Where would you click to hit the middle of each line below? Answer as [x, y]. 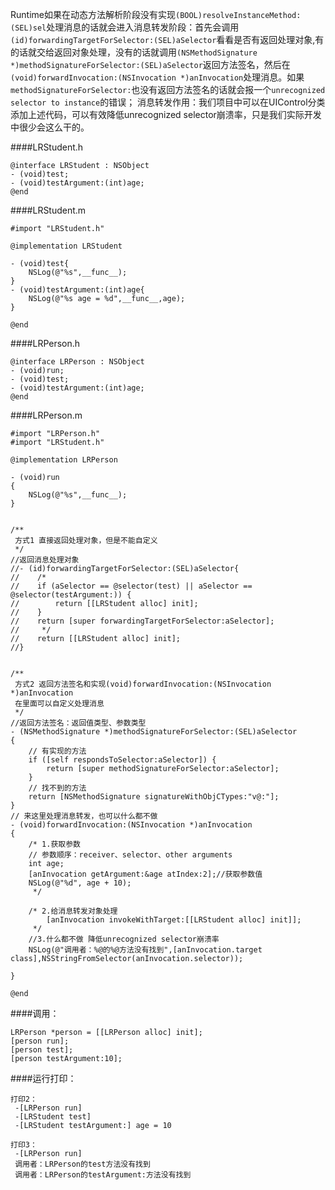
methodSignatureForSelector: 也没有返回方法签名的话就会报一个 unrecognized [168, 89]
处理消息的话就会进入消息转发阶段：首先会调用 [143, 27]
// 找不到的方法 [57, 788]
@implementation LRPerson [64, 460]
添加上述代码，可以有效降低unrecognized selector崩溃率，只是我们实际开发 [166, 114]
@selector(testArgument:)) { [71, 595]
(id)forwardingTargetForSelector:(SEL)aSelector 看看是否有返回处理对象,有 [167, 39]
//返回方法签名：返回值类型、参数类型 [78, 723]
